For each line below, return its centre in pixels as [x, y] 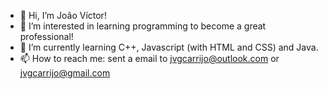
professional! [46, 36]
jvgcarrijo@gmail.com [65, 73]
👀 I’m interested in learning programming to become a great [143, 26]
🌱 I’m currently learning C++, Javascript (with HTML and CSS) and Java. [169, 47]
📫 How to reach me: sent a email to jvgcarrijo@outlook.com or [149, 58]
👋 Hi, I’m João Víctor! [63, 15]
